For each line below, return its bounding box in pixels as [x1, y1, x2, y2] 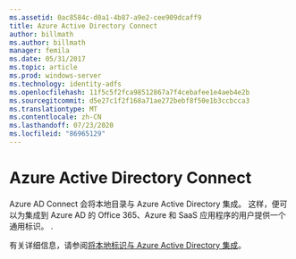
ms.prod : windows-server [9, 71, 102, 80]
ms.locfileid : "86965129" [9, 129, 106, 138]
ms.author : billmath [9, 38, 87, 47]
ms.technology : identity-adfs [9, 79, 123, 88]
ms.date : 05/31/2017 [9, 54, 87, 63]
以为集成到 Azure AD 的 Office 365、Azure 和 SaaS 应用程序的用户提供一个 [9, 209, 286, 220]
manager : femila [9, 46, 70, 55]
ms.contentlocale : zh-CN [9, 113, 102, 121]
